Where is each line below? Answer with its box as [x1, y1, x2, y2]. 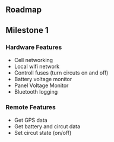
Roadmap [5, 5, 42, 15]
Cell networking [14, 57, 53, 64]
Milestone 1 [5, 25, 49, 35]
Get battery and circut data [14, 123, 81, 130]
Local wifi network [14, 63, 60, 70]
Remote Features [5, 103, 56, 111]
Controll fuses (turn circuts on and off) [14, 69, 109, 76]
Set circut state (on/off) [14, 129, 72, 137]
